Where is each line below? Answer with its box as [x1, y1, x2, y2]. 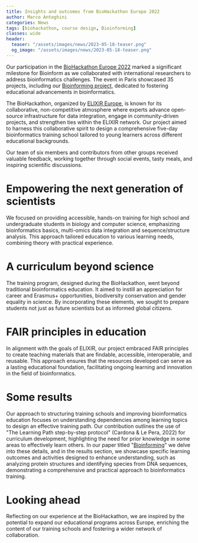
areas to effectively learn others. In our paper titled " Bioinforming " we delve [6, 441, 191, 449]
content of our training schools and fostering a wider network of [6, 525, 163, 532]
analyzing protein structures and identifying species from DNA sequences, [6, 460, 188, 467]
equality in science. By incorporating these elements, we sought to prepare [6, 298, 189, 305]
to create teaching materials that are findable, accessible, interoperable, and [6, 351, 192, 358]
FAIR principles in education [6, 325, 147, 338]
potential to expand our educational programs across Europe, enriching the [6, 519, 189, 526]
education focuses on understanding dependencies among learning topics [6, 416, 188, 423]
